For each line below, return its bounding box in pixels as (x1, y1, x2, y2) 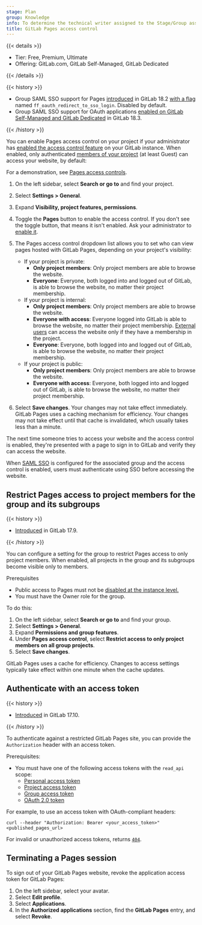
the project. (32, 335, 62, 342)
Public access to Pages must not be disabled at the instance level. (14, 586, 179, 594)
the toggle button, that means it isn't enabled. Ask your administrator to (14, 222, 192, 229)
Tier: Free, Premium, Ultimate (14, 54, 88, 61)
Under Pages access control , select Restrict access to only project (14, 635, 185, 642)
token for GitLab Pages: (6, 875, 65, 883)
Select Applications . (14, 900, 67, 907)
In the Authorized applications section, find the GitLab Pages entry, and (14, 906, 195, 914)
